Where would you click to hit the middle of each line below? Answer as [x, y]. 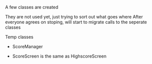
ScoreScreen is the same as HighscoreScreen [59, 56]
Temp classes [19, 37]
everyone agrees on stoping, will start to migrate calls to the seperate [76, 22]
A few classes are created [32, 7]
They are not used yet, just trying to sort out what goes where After [74, 17]
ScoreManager [28, 46]
